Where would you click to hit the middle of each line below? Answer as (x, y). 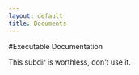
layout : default (36, 16)
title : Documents (38, 23)
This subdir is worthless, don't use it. (70, 62)
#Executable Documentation (56, 46)
